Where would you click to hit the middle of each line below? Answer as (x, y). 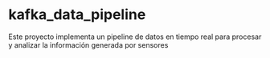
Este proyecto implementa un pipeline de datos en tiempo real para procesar (135, 37)
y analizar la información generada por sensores (88, 44)
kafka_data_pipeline (77, 15)
